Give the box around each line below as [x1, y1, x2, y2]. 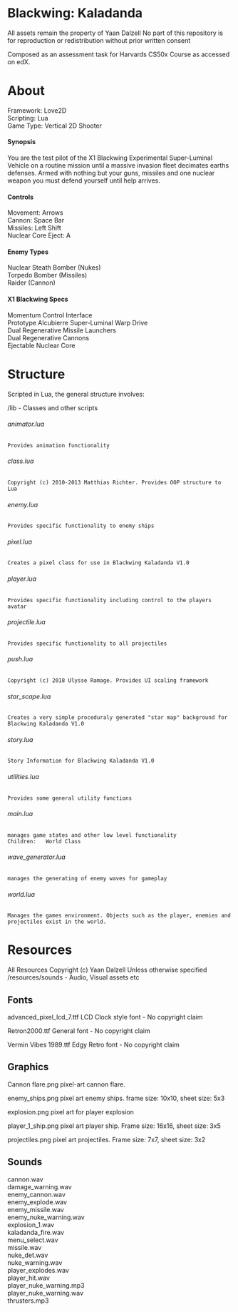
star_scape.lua [7, 692, 51, 701]
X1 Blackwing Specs [7, 295, 69, 304]
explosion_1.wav [7, 1220, 55, 1229]
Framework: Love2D [7, 106, 67, 115]
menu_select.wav [7, 1236, 58, 1244]
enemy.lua [7, 500, 38, 509]
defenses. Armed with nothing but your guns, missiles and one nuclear [7, 169, 215, 178]
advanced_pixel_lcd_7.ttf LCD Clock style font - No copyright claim [7, 1013, 203, 1022]
